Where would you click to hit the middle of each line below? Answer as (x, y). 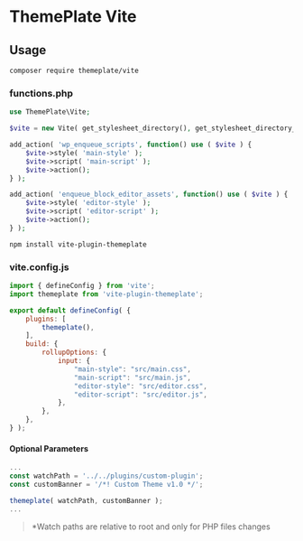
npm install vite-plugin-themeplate (78, 244)
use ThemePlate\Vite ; (50, 112)
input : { (74, 361)
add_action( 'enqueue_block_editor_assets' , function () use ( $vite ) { (149, 195)
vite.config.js (39, 266)
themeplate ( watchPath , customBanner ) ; (87, 500)
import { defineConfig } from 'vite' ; (82, 286)
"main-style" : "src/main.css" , (133, 369)
